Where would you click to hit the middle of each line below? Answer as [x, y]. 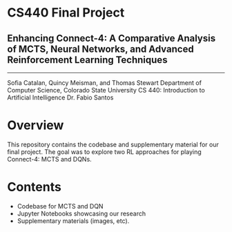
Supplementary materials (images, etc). [73, 221]
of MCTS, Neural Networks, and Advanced [101, 49]
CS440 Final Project [66, 13]
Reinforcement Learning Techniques [87, 60]
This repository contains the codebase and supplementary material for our [113, 144]
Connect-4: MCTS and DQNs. [49, 159]
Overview [36, 125]
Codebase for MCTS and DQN [60, 206]
